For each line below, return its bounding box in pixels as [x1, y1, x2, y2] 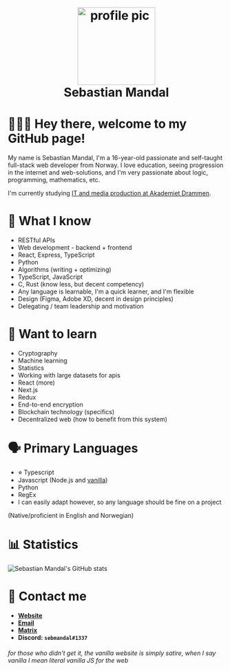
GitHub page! [8, 131, 85, 146]
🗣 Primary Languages [8, 440, 138, 456]
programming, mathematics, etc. [8, 176, 101, 184]
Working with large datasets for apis [17, 371, 121, 379]
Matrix [17, 625, 37, 634]
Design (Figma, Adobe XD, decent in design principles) [17, 295, 174, 303]
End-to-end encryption [17, 400, 83, 409]
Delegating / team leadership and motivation [17, 302, 144, 311]
